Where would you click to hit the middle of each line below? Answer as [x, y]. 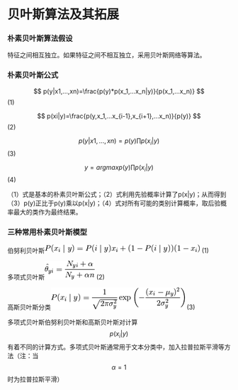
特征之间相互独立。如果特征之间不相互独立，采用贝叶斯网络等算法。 [107, 55]
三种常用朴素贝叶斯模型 [47, 232]
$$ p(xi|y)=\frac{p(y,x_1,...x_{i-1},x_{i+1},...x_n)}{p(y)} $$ [119, 116]
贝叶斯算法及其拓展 [63, 15]
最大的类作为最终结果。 [47, 212]
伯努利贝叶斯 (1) [108, 250]
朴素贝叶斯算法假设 [40, 38]
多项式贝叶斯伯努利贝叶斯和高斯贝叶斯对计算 [73, 322]
